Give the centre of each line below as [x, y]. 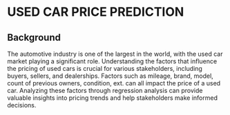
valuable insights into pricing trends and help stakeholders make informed [112, 98]
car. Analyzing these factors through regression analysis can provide [105, 91]
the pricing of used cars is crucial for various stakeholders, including [105, 69]
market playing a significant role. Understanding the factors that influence [112, 61]
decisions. [22, 105]
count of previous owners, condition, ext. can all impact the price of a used [114, 83]
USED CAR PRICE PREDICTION [96, 12]
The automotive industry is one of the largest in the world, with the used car [115, 54]
